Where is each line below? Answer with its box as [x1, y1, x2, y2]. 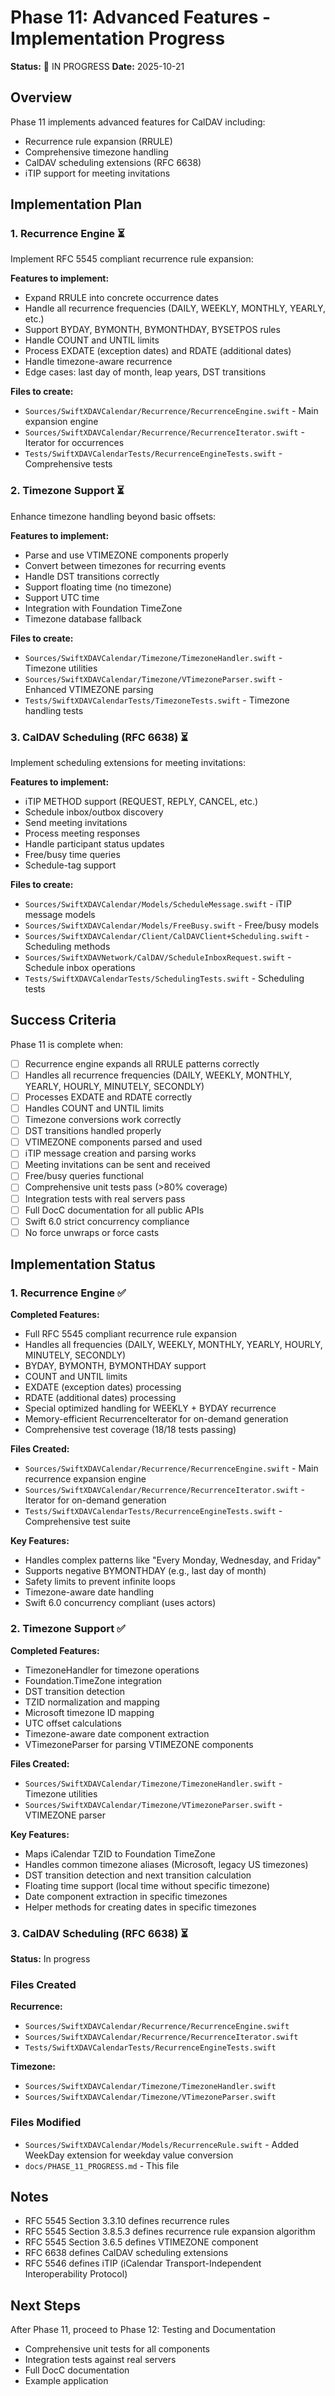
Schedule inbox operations [24, 962, 136, 974]
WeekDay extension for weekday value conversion [24, 2149, 234, 2161]
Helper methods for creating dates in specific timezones [24, 1901, 257, 1913]
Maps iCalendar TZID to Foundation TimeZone [24, 1847, 216, 1860]
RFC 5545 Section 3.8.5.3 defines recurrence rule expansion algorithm [24, 2226, 316, 2238]
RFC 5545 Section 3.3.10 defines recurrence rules [24, 2215, 230, 2227]
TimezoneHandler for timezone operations [24, 1664, 200, 1676]
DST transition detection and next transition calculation [24, 1869, 252, 1881]
